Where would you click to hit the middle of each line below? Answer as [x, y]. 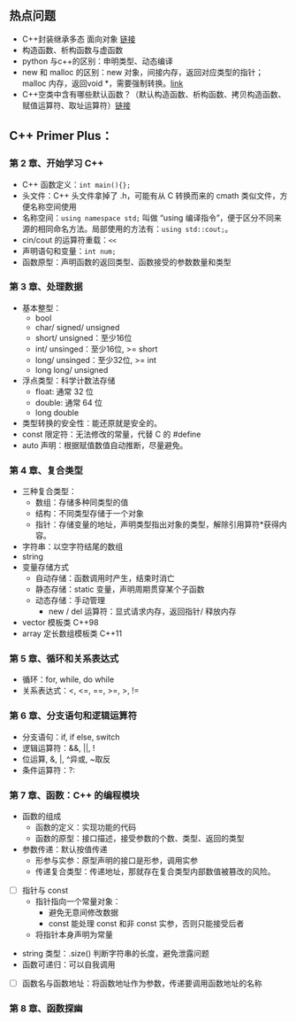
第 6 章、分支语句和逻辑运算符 [73, 716]
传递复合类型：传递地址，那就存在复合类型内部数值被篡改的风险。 [155, 871]
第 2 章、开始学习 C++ [57, 164]
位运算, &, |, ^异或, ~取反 [66, 759]
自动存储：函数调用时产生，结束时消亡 [105, 578]
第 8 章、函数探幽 [46, 1009]
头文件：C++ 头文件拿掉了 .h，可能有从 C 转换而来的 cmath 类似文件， [151, 195]
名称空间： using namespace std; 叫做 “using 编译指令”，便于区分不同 [148, 217]
